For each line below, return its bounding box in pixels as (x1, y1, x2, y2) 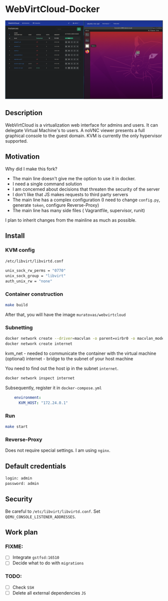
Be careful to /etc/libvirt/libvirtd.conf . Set (5, 508, 100, 514)
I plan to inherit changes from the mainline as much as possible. (5, 217, 136, 223)
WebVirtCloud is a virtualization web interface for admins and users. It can (5, 122, 158, 128)
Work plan (5, 528, 38, 536)
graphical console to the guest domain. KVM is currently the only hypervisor (5, 133, 162, 139)
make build (5, 303, 28, 308)
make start (5, 424, 28, 429)
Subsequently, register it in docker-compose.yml (5, 384, 102, 391)
